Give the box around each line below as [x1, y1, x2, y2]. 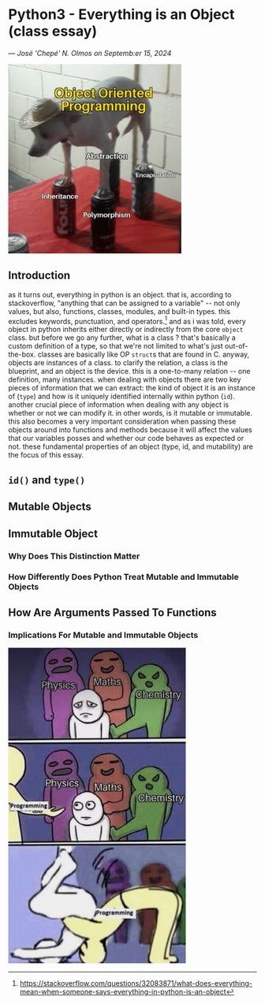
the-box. [8, 349, 36, 360]
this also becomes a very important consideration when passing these [8, 416, 237, 427]
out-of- [224, 342, 248, 351]
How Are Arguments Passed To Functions [8, 606, 217, 619]
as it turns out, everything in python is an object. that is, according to [8, 289, 232, 299]
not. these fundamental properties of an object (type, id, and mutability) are [8, 442, 254, 451]
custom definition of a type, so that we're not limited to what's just [8, 342, 223, 351]
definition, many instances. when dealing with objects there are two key [8, 375, 241, 384]
